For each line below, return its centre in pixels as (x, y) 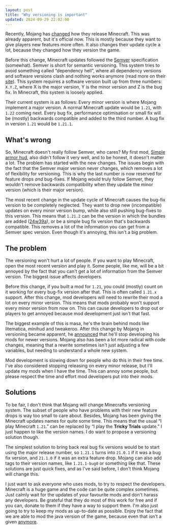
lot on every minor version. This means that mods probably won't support (82, 303)
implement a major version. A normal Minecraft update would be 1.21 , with (83, 108)
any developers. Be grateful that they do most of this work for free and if (81, 500)
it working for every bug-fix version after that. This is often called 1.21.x (81, 292)
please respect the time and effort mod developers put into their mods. (79, 376)
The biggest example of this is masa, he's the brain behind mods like (77, 323)
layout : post (19, 10)
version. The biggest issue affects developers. (54, 277)
